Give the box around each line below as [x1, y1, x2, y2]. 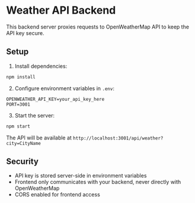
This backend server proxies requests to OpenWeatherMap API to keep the [6, 23, 190, 30]
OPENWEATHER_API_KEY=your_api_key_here [6, 96, 105, 102]
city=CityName [6, 140, 41, 146]
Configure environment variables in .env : [14, 84, 114, 92]
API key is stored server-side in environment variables [14, 172, 147, 179]
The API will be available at [6, 134, 72, 141]
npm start [6, 123, 31, 129]
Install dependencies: [14, 62, 68, 69]
